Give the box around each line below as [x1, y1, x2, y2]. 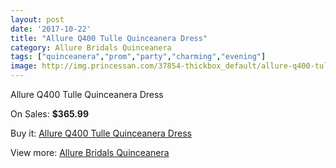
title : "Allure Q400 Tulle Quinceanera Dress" [10, 33, 208, 43]
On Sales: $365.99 [10, 108, 90, 120]
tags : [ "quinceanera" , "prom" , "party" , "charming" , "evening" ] [10, 52, 267, 62]
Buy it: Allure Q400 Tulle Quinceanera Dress [10, 127, 192, 139]
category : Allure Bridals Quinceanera [10, 42, 172, 53]
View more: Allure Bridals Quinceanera [10, 147, 170, 158]
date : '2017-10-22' [10, 24, 92, 34]
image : [10, 61, 38, 71]
